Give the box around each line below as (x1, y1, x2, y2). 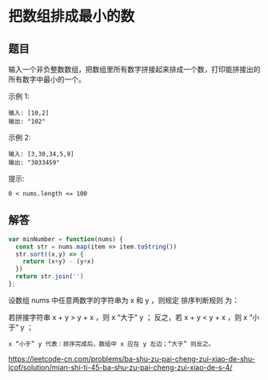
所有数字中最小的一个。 (8, 75, 86, 84)
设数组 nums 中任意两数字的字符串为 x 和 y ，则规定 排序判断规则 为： (8, 295, 240, 305)
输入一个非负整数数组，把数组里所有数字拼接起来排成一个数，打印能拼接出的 (8, 65, 261, 74)
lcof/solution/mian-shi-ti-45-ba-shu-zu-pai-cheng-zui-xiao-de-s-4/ (8, 362, 233, 372)
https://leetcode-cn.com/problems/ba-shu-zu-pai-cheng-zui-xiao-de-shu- (8, 354, 256, 363)
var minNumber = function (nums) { (8, 235, 124, 243)
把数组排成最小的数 (8, 7, 135, 26)
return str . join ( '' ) (15, 273, 84, 281)
